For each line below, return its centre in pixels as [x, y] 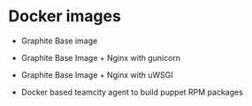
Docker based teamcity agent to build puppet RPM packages [132, 92]
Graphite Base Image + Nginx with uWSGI [97, 75]
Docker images [65, 16]
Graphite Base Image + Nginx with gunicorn [101, 57]
